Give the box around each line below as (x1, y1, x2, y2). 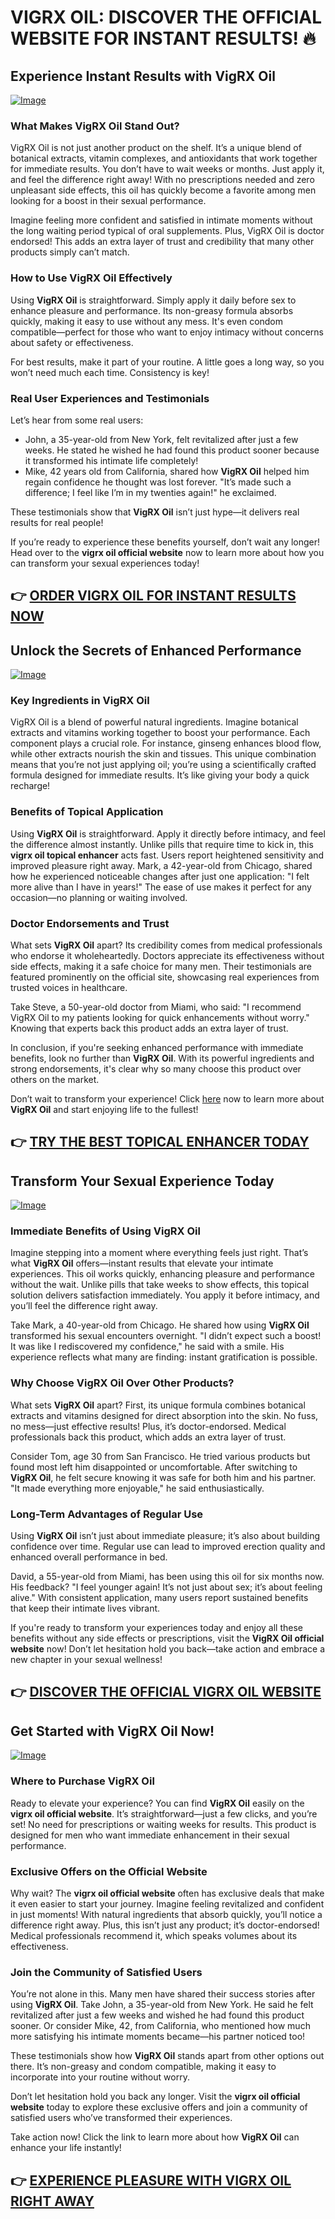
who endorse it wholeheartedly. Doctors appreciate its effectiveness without (10, 949, 325, 961)
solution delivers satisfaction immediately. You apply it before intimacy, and (10, 1289, 320, 1301)
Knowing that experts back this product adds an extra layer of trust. (10, 1022, 289, 1034)
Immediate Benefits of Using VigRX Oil (10, 1224, 201, 1238)
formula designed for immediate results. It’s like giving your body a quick (10, 769, 310, 781)
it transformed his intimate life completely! (24, 454, 199, 466)
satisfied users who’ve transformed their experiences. (10, 2112, 233, 2124)
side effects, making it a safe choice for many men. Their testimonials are (10, 960, 313, 972)
